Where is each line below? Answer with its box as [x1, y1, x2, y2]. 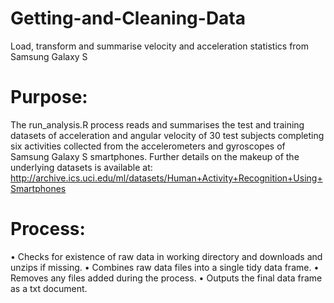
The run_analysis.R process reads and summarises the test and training [10, 118, 305, 131]
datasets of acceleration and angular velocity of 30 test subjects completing [10, 129, 325, 141]
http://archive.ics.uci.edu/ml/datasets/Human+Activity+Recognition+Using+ [10, 172, 323, 184]
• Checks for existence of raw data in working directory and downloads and [10, 250, 323, 262]
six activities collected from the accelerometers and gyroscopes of [10, 140, 286, 152]
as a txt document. [10, 282, 88, 294]
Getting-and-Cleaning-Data [10, 7, 247, 30]
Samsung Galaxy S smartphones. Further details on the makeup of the [10, 150, 300, 162]
